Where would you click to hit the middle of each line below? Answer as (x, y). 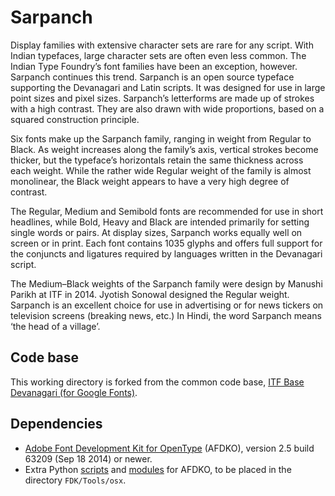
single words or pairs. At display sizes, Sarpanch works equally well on (156, 232)
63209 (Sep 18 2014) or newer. (88, 458)
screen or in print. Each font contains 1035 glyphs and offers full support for (166, 243)
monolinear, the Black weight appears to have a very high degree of (150, 181)
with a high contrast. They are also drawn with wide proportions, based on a (167, 108)
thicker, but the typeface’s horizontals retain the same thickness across (157, 160)
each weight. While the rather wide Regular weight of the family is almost (161, 170)
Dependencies (56, 424)
